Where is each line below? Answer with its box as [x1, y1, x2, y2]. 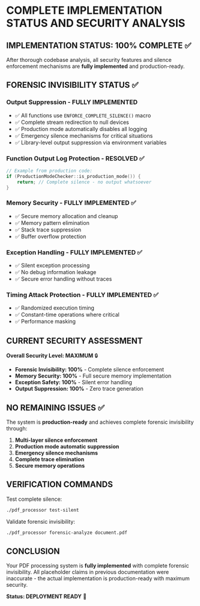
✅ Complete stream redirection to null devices [14, 118, 129, 126]
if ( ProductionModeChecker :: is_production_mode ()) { [6, 173, 141, 179]
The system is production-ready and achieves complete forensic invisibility [6, 418, 194, 426]
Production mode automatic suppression [14, 443, 120, 450]
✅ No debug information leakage [14, 269, 97, 276]
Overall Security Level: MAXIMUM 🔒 [6, 352, 98, 360]
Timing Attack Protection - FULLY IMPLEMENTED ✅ [6, 291, 159, 299]
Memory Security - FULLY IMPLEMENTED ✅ [6, 199, 136, 207]
